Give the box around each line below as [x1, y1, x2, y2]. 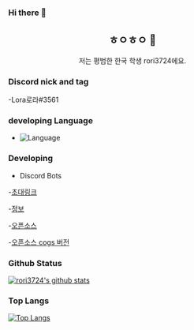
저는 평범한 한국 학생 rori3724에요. [78, 55, 187, 66]
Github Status [8, 257, 62, 268]
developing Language [8, 114, 93, 126]
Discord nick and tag [8, 76, 89, 87]
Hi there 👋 [8, 7, 47, 18]
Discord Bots [19, 171, 62, 180]
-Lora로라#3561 [8, 95, 59, 105]
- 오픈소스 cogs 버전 [8, 237, 69, 247]
